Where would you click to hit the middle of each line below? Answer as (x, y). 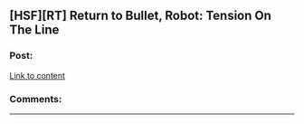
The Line (34, 30)
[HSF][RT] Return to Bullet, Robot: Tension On (140, 16)
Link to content (38, 75)
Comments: (36, 99)
